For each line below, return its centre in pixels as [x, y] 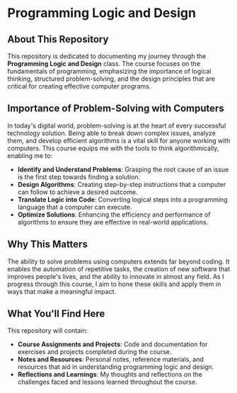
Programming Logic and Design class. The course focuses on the [104, 64]
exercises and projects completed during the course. [94, 352]
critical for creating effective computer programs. [79, 86]
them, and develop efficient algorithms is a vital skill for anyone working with [119, 140]
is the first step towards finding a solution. [79, 177]
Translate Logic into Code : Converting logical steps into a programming [122, 199]
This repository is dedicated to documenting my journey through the [107, 56]
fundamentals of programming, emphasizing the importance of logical [109, 71]
